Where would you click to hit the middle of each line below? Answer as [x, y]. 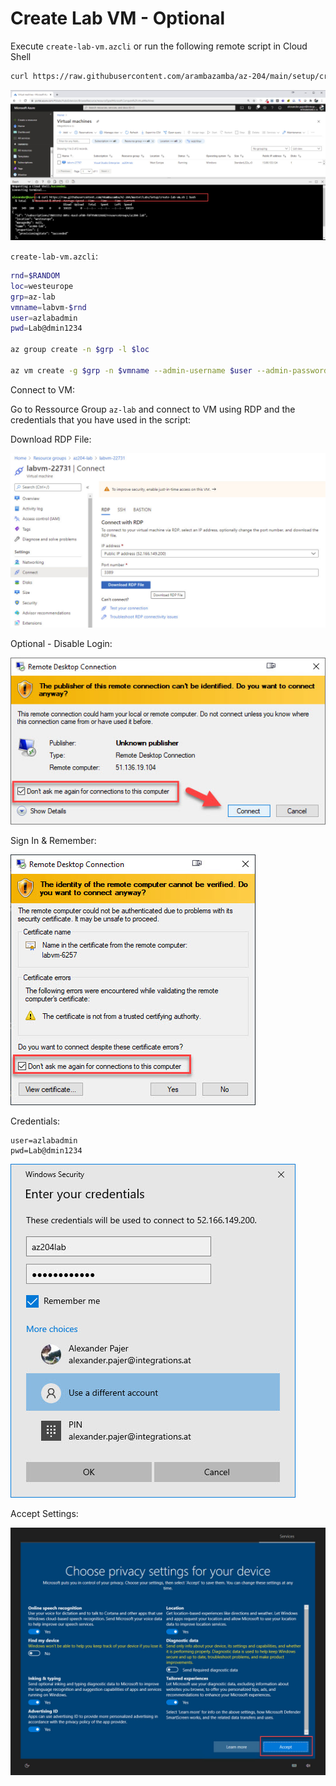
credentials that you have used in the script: [101, 419]
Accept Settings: [44, 1514]
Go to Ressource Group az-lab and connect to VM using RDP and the [153, 409]
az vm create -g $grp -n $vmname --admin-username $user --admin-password [169, 370]
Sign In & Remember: [53, 841]
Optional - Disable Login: [61, 644]
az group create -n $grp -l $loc [80, 350]
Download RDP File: [51, 439]
